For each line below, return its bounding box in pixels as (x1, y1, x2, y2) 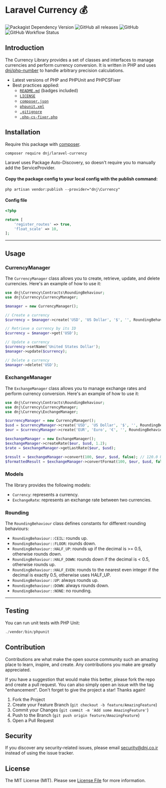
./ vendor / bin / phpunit (5, 629, 50, 634)
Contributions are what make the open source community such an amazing (5, 656, 158, 662)
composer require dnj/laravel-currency (5, 151, 87, 156)
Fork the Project (12, 696, 45, 702)
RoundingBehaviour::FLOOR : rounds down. (12, 540, 96, 547)
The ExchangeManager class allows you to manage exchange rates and (5, 385, 147, 391)
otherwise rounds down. (12, 551, 62, 557)
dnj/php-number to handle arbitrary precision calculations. (5, 67, 124, 73)
